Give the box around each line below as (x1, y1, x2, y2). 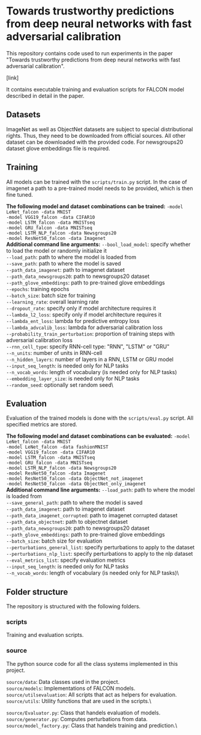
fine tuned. (6, 191, 33, 198)
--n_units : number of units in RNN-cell (6, 349, 103, 356)
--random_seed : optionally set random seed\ (6, 381, 114, 389)
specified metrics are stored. (6, 421, 77, 428)
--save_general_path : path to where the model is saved (6, 499, 143, 506)
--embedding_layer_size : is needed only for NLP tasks (6, 375, 140, 382)
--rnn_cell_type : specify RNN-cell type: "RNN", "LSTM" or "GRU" (6, 343, 170, 350)
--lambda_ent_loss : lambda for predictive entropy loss (6, 317, 140, 324)
